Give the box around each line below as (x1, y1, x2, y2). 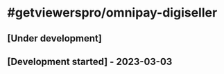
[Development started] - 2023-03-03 (7, 55, 173, 67)
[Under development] (7, 33, 102, 44)
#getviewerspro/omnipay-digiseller (7, 5, 218, 21)
